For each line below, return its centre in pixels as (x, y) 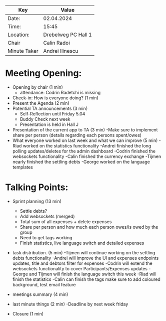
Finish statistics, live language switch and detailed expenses (82, 243)
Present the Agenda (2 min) (41, 103)
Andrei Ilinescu (61, 51)
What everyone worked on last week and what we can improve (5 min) (85, 140)
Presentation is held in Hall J (49, 124)
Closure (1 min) (28, 313)
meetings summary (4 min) (40, 294)
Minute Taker (23, 51)
